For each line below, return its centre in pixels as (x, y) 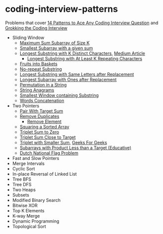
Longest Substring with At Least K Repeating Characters (85, 58)
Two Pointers (26, 106)
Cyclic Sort (24, 168)
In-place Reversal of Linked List (44, 174)
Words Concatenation (42, 100)
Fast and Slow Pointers (36, 158)
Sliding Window (28, 38)
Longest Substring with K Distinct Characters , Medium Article (82, 53)
